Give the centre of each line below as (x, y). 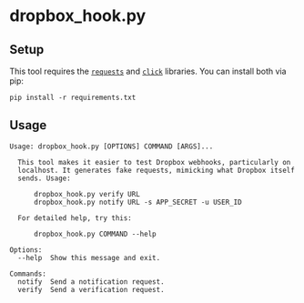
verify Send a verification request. (91, 289)
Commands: (28, 274)
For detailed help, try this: (75, 218)
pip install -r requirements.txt (73, 97)
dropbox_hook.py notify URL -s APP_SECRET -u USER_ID (138, 202)
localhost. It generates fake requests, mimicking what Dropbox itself (157, 170)
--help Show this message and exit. (89, 258)
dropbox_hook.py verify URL (87, 194)
